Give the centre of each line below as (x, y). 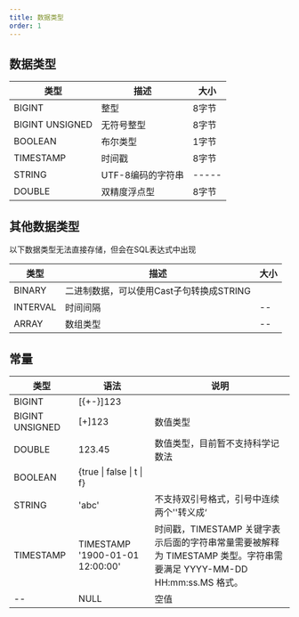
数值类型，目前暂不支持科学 (213, 443)
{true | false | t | (111, 471)
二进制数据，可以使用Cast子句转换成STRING (158, 291)
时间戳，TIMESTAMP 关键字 (213, 529)
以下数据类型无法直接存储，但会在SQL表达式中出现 (103, 249)
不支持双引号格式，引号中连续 (217, 499)
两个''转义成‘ (181, 512)
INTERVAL (35, 307)
